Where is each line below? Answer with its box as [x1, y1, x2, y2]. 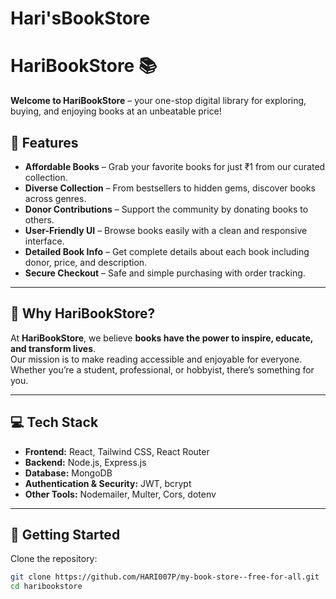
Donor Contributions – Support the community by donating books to [24, 203, 309, 215]
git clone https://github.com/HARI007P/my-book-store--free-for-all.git [10, 572, 320, 582]
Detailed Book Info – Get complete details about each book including [24, 245, 310, 257]
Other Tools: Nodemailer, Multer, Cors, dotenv [24, 488, 217, 500]
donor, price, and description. [24, 256, 148, 268]
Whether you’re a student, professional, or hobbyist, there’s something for [10, 363, 315, 376]
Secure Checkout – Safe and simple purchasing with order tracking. [24, 267, 306, 279]
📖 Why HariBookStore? [10, 305, 156, 322]
